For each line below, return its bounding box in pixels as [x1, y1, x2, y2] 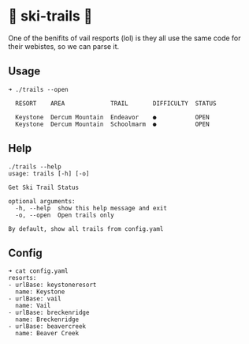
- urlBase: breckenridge [8, 308, 90, 317]
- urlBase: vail [8, 295, 61, 303]
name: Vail [15, 302, 51, 310]
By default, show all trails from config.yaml [8, 225, 164, 232]
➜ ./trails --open [8, 85, 69, 93]
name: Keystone [15, 288, 65, 296]
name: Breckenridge [15, 316, 80, 323]
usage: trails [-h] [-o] [8, 169, 90, 177]
